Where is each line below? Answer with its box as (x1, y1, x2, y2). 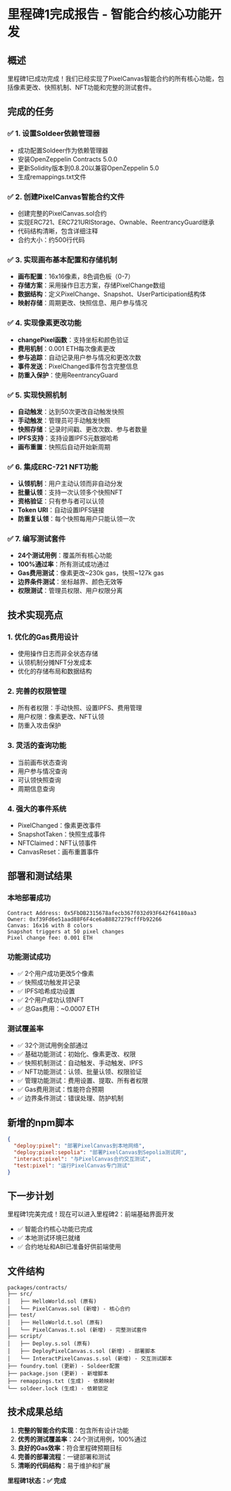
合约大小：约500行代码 (17, 235, 85, 244)
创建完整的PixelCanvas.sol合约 (17, 209, 107, 217)
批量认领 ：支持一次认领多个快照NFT (17, 488, 123, 497)
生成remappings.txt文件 (17, 172, 87, 180)
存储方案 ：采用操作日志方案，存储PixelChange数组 (17, 281, 166, 290)
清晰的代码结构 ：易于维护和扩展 (17, 1461, 111, 1470)
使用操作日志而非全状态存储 (17, 649, 99, 658)
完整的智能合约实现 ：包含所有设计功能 (17, 1425, 129, 1435)
